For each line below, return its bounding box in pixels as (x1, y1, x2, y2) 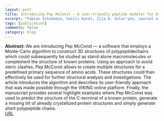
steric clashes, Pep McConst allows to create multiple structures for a (5, 64, 145, 70)
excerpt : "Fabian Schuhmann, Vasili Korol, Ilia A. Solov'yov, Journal (5, 16, 154, 21)
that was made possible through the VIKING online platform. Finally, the (5, 85, 149, 90)
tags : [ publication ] (5, 20, 47, 26)
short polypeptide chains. (5, 105, 57, 111)
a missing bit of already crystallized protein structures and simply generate (5, 101, 156, 106)
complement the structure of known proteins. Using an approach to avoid (5, 59, 153, 64)
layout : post (5, 7, 32, 12)
